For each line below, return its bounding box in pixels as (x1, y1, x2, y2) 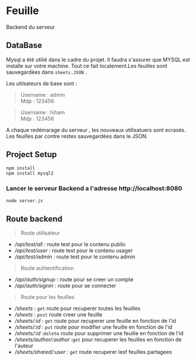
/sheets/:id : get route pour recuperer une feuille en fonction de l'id (14, 318, 176, 325)
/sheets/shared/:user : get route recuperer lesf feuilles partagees (14, 349, 172, 356)
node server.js (6, 197, 43, 203)
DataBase (6, 40, 42, 50)
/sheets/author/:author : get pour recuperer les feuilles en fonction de (14, 336, 182, 343)
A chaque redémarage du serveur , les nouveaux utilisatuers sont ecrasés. (6, 126, 186, 133)
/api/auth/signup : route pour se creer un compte (14, 276, 134, 283)
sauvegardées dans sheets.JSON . (6, 69, 87, 76)
